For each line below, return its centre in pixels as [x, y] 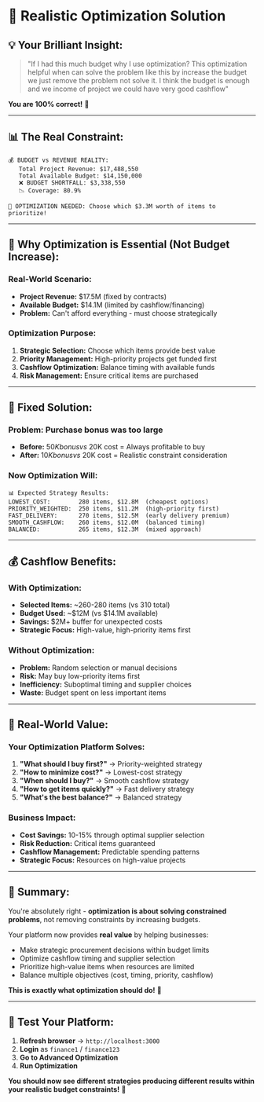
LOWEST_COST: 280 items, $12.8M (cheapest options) [109, 502]
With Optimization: [45, 588]
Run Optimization [49, 1066]
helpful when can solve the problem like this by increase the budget [137, 72]
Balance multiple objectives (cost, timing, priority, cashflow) [116, 975]
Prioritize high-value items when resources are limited [107, 966]
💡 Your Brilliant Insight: [66, 45]
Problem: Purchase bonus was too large [86, 430]
